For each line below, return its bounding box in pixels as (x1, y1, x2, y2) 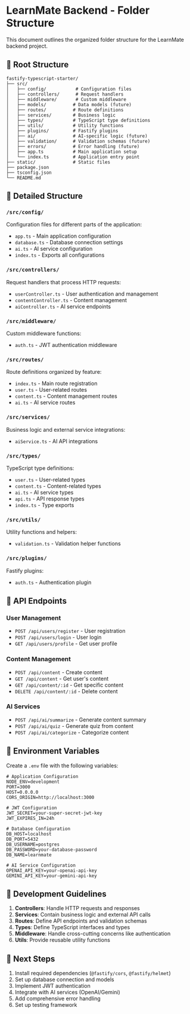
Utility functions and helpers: (6, 528, 77, 536)
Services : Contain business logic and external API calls (14, 911, 151, 918)
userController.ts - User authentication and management (14, 290, 158, 297)
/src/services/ (6, 414, 51, 421)
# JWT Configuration (6, 804, 58, 811)
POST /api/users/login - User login (14, 634, 102, 641)
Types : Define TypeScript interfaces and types (14, 924, 130, 931)
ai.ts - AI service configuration (14, 245, 93, 253)
